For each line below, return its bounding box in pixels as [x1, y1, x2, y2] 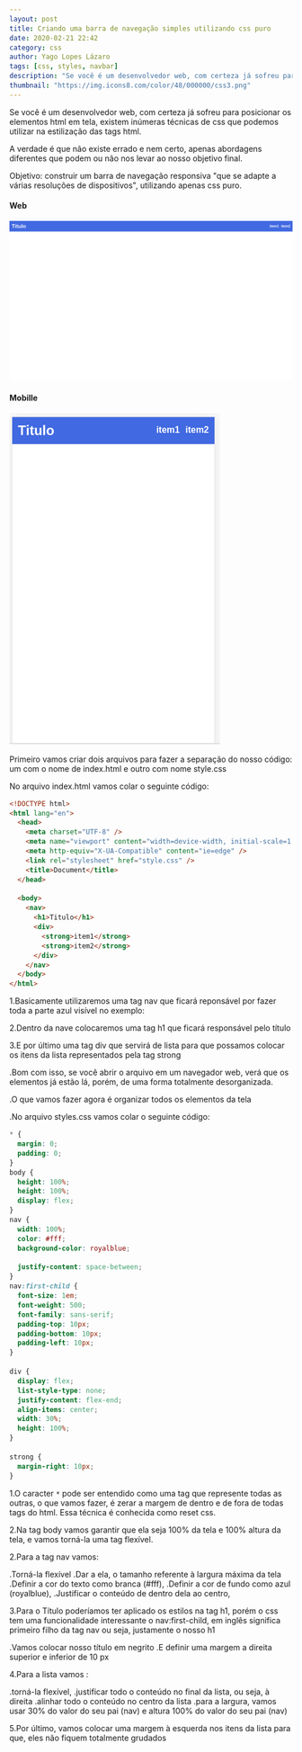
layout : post [9, 14, 58, 23]
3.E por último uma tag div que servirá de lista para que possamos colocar [9, 1040, 285, 1051]
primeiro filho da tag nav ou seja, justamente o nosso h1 [9, 1624, 216, 1635]
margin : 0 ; [17, 1140, 58, 1149]
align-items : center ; [17, 1405, 99, 1414]
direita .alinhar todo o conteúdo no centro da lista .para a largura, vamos [9, 1695, 277, 1706]
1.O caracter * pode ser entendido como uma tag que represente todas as [9, 1488, 282, 1498]
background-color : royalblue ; [17, 1244, 130, 1253]
